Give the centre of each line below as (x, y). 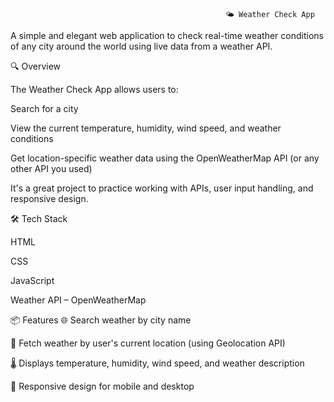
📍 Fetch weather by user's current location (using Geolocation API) (148, 343)
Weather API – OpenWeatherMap (78, 300)
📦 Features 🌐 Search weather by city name (101, 320)
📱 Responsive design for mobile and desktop (102, 386)
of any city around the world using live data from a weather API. (141, 46)
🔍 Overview (36, 66)
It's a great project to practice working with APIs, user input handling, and (162, 188)
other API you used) (51, 168)
